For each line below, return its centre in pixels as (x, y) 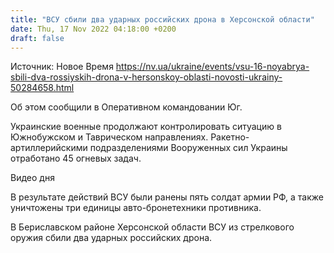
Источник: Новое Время (62, 67)
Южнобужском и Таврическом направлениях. (109, 137)
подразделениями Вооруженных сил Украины (188, 148)
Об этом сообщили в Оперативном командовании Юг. (126, 107)
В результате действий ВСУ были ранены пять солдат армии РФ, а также (167, 197)
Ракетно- (230, 137)
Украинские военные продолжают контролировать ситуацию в (146, 127)
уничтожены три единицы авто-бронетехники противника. (136, 208)
